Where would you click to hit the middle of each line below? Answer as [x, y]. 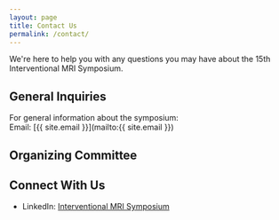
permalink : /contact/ [49, 34]
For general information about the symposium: [94, 118]
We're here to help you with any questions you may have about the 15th [140, 59]
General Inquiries [58, 96]
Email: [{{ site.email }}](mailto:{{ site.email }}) [92, 127]
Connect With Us [57, 185]
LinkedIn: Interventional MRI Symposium [96, 207]
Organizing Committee [73, 155]
